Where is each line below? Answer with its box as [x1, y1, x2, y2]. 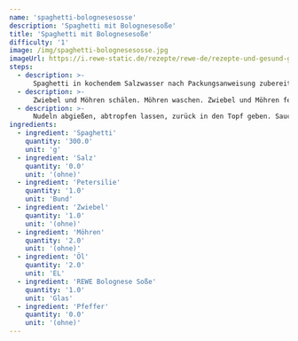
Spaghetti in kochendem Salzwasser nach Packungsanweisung [32, 79, 255, 88]
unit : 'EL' [25, 269, 66, 278]
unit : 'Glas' [25, 294, 74, 303]
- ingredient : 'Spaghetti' [17, 129, 117, 138]
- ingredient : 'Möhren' [17, 227, 105, 236]
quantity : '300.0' [25, 137, 93, 146]
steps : [9, 63, 34, 72]
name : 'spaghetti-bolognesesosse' [9, 12, 137, 22]
